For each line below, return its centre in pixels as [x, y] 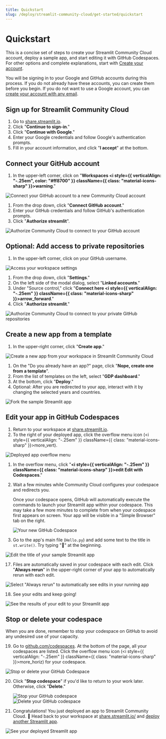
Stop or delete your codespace [54, 619]
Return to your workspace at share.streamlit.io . [61, 429]
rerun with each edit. [34, 575]
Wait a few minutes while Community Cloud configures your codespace [86, 484]
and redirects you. [31, 490]
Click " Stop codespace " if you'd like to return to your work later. [78, 681]
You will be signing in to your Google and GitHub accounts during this [76, 78]
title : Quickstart [24, 10]
